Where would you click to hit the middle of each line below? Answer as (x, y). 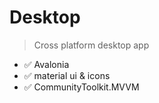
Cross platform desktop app (91, 45)
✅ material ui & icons (67, 75)
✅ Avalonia (46, 64)
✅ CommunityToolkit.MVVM (81, 87)
